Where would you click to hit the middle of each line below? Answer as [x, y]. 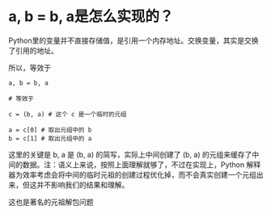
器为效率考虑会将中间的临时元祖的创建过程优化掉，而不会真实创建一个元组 [132, 174]
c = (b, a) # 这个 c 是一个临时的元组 [68, 114]
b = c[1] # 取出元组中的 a [50, 138]
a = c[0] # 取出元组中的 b [50, 130]
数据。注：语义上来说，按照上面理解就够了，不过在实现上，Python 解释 [142, 164]
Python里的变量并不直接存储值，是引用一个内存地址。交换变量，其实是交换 [133, 40]
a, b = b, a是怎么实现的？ [91, 17]
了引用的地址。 [33, 50]
